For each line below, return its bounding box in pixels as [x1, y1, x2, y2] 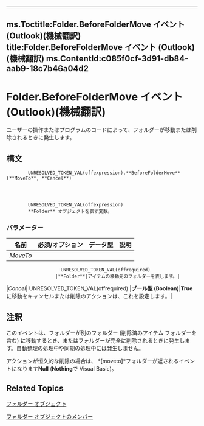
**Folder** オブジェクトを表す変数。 [28, 208, 112, 215]
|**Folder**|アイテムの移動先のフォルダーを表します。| [55, 273, 180, 280]
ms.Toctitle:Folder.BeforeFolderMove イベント [6, 19, 185, 30]
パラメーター [6, 223, 44, 232]
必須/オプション [38, 241, 83, 250]
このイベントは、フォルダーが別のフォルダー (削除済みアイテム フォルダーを [6, 329, 197, 337]
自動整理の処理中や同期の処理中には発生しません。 [16, 344, 144, 352]
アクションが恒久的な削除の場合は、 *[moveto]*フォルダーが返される [6, 357, 179, 365]
